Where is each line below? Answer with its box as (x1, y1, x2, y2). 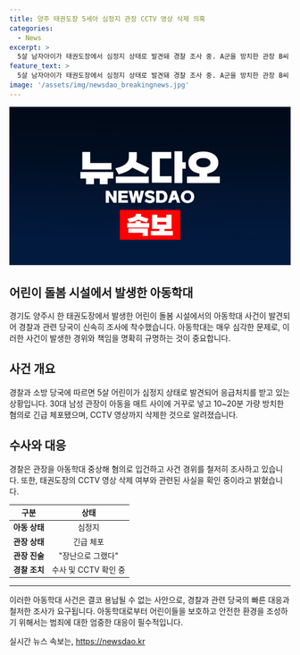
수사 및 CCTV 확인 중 (52, 565, 126, 575)
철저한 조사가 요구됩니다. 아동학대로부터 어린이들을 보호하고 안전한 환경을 (9, 605, 265, 617)
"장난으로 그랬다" (58, 550, 119, 561)
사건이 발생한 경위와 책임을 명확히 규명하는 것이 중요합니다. (25, 333, 231, 344)
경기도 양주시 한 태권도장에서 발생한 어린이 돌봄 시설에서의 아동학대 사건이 (9, 310, 267, 321)
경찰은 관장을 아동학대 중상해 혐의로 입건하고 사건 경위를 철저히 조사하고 (9, 464, 260, 474)
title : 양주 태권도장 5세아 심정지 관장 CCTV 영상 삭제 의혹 (9, 14, 206, 23)
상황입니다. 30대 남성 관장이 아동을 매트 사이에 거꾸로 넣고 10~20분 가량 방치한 (9, 398, 284, 409)
